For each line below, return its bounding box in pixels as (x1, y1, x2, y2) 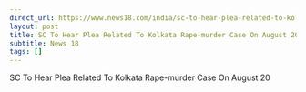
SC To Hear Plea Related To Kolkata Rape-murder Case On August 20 (9, 72, 270, 83)
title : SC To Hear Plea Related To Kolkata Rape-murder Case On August (9, 30, 287, 39)
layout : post (9, 22, 59, 31)
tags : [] (9, 47, 43, 56)
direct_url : (9, 13, 55, 23)
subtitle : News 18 (9, 38, 79, 48)
